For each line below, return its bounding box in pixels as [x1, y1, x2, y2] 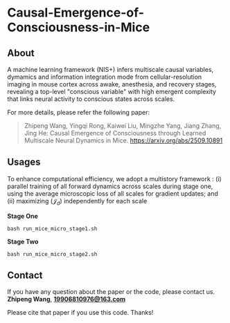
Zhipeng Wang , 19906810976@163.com [7, 295, 126, 304]
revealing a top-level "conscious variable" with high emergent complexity [7, 88, 217, 95]
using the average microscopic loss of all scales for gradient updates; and [7, 189, 218, 198]
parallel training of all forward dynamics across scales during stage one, [7, 182, 213, 190]
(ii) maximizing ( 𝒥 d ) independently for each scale [7, 196, 148, 207]
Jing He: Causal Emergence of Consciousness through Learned [24, 129, 206, 137]
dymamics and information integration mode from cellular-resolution [7, 73, 202, 81]
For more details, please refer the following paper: [7, 109, 150, 116]
